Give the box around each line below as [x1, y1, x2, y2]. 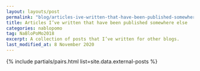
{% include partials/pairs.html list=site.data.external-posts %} [6, 57, 158, 65]
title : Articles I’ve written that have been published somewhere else [6, 20, 187, 25]
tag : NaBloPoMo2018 [6, 31, 55, 37]
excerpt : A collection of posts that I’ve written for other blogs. [6, 36, 180, 42]
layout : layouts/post [6, 8, 60, 15]
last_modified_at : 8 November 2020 [6, 42, 95, 48]
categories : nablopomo [6, 25, 62, 31]
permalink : [6, 14, 33, 20]
